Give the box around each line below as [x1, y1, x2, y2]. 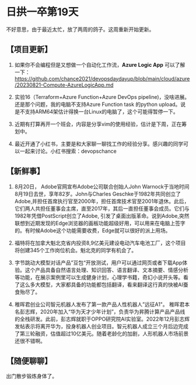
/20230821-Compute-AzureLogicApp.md [14, 81, 114, 88]
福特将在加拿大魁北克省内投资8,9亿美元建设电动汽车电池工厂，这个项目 [14, 239, 186, 246]
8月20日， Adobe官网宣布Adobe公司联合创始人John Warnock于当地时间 [14, 183, 190, 190]
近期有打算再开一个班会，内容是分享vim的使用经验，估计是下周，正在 [14, 121, 182, 128]
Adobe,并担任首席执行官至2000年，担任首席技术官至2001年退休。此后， [14, 197, 190, 205]
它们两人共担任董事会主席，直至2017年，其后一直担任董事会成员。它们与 [14, 205, 190, 212]
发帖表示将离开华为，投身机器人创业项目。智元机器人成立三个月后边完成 [14, 322, 188, 329]
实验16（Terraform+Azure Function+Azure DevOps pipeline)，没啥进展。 [14, 93, 190, 100]
